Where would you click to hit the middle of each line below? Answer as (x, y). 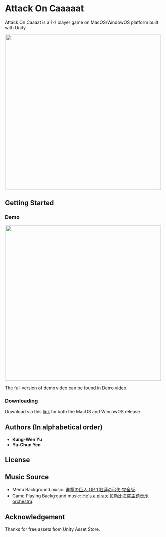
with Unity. (16, 27)
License (18, 460)
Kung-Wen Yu (27, 439)
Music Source (27, 477)
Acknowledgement (35, 517)
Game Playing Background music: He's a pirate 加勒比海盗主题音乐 (80, 496)
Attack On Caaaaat (45, 9)
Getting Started (29, 203)
